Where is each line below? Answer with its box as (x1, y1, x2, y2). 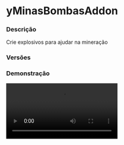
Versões (6, 53, 31, 62)
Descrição (6, 25, 37, 34)
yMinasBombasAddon (6, 4, 119, 18)
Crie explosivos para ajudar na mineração (6, 38, 108, 46)
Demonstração (6, 69, 50, 78)
